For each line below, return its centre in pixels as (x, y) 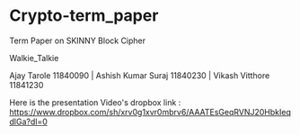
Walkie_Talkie (34, 58)
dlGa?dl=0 (28, 121)
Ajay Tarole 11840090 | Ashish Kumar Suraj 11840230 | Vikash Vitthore (140, 75)
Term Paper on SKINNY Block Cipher (78, 40)
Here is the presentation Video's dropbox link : (95, 102)
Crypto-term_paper (84, 16)
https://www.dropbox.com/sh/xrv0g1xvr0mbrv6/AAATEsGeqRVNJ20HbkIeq (150, 112)
